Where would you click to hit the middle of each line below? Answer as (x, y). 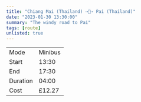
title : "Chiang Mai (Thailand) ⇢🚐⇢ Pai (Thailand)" (71, 11)
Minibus (50, 52)
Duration (21, 81)
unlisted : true (25, 33)
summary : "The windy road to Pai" (49, 22)
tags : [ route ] (24, 28)
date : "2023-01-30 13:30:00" (42, 17)
